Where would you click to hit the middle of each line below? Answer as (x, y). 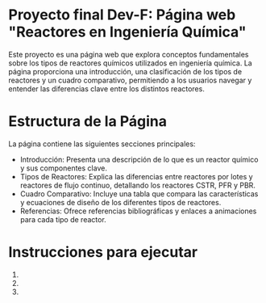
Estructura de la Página (88, 122)
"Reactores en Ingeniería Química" (127, 32)
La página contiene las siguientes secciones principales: (102, 144)
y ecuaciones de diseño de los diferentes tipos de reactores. (121, 202)
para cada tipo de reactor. (63, 219)
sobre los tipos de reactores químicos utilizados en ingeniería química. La (130, 63)
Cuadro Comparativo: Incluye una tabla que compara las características (139, 194)
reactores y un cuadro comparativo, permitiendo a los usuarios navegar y (130, 80)
